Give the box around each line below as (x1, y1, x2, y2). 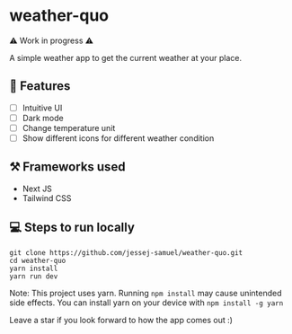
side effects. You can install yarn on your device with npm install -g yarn (9, 297, 284, 308)
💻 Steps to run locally (9, 220, 135, 235)
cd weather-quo (9, 256, 66, 265)
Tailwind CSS (22, 192, 72, 203)
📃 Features (9, 78, 71, 94)
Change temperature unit (22, 122, 116, 133)
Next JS (22, 183, 52, 194)
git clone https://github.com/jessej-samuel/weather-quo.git (9, 248, 243, 257)
